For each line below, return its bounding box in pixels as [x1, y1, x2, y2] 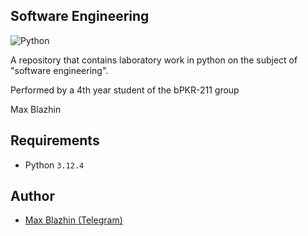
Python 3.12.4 [24, 159, 85, 171]
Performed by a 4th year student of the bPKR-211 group [10, 84, 240, 96]
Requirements [10, 132, 100, 149]
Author [10, 188, 55, 205]
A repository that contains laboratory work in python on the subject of [10, 54, 298, 66]
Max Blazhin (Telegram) [24, 214, 123, 226]
